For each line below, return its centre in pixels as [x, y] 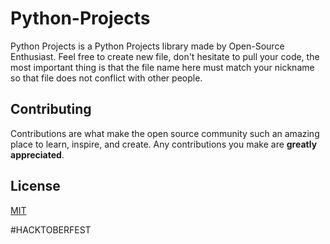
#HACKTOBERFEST [51, 229]
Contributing [51, 109]
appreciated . [37, 154]
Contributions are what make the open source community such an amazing [165, 133]
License [35, 186]
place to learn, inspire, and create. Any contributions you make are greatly [164, 144]
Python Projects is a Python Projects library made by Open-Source [147, 46]
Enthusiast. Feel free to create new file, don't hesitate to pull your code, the [165, 56]
